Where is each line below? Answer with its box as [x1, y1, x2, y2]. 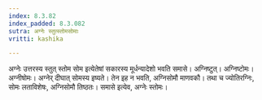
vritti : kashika [8, 34, 63, 43]
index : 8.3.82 [8, 11, 57, 20]
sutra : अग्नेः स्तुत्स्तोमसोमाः [8, 27, 79, 35]
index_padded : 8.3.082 [8, 20, 85, 28]
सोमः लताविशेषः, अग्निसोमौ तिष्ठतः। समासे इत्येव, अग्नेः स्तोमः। [8, 82, 168, 92]
